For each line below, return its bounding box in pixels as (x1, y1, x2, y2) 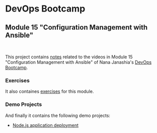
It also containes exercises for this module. (5, 88, 94, 94)
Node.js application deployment (12, 122, 79, 128)
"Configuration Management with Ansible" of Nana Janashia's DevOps (5, 59, 152, 65)
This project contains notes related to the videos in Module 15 (5, 54, 133, 60)
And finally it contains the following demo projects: (5, 112, 111, 118)
